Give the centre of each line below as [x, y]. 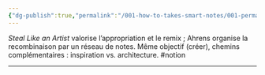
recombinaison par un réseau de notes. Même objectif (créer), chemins [124, 46]
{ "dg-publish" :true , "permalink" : [63, 15]
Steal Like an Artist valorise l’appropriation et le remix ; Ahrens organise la [128, 38]
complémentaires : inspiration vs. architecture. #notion [97, 54]
